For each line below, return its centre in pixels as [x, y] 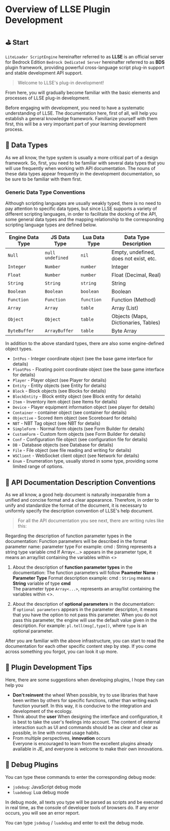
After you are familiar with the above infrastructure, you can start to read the [85, 641]
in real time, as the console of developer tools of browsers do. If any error [82, 807]
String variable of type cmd [41, 583]
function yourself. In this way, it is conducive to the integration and [82, 706]
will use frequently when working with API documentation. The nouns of [80, 168]
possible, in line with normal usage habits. [56, 733]
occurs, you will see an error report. [42, 813]
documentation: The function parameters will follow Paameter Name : [85, 572]
